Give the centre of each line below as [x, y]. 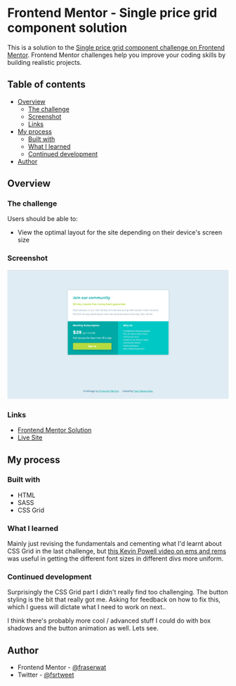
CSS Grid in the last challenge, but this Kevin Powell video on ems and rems [117, 551]
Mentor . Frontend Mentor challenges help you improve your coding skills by [117, 55]
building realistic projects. [45, 62]
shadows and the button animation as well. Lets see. [83, 628]
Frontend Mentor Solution [54, 430]
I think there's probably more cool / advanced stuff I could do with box [109, 620]
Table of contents [46, 85]
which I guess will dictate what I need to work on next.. [87, 607]
